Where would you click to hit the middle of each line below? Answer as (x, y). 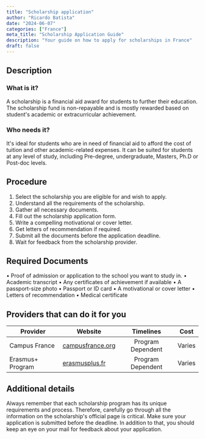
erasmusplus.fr (84, 363)
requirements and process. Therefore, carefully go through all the (88, 410)
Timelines (147, 332)
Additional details (41, 389)
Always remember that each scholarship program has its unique (87, 404)
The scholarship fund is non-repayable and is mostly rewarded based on (98, 108)
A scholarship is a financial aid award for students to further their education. (102, 101)
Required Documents (47, 261)
